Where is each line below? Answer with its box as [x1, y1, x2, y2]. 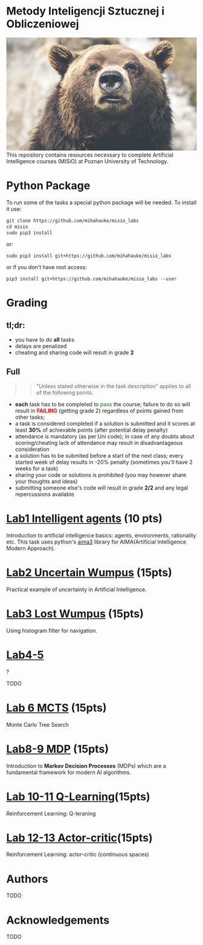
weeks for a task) [14, 464, 59, 472]
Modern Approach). [6, 544, 56, 551]
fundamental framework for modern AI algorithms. [6, 768, 132, 776]
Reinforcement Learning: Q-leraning [6, 810, 96, 817]
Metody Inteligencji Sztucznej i [6, 4, 165, 18]
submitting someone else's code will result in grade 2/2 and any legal [14, 484, 188, 491]
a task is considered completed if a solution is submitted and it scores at [14, 420, 195, 427]
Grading [6, 296, 48, 310]
